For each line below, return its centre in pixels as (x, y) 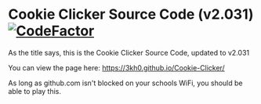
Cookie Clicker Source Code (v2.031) (131, 14)
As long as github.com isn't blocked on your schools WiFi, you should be (125, 83)
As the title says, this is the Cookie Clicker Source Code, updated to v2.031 (129, 52)
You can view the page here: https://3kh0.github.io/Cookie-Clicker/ (116, 67)
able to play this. (34, 91)
